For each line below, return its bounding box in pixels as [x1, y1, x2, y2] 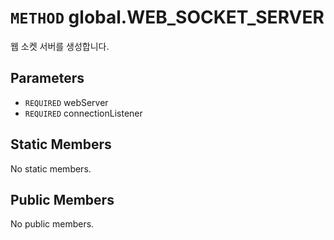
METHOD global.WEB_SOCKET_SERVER [10, 6, 325, 29]
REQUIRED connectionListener [24, 107, 143, 119]
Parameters [10, 70, 85, 87]
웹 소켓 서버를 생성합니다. [10, 40, 110, 52]
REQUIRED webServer [24, 96, 109, 108]
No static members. [10, 162, 92, 175]
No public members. [10, 218, 95, 230]
